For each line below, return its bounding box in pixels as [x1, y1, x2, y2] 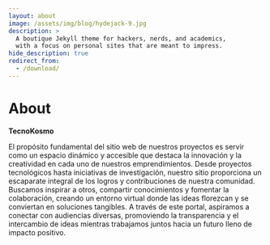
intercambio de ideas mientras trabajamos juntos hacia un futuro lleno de [8, 219, 253, 229]
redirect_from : [8, 57, 60, 65]
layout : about [8, 11, 57, 20]
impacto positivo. [8, 227, 66, 237]
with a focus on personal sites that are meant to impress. [15, 42, 223, 50]
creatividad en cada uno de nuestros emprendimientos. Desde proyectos [8, 158, 252, 168]
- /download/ [15, 65, 60, 73]
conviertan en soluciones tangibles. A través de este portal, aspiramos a [8, 201, 250, 211]
